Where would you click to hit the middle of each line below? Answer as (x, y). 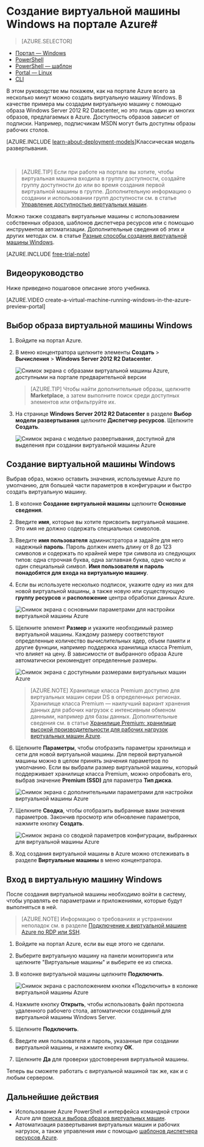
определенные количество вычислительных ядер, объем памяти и (103, 641)
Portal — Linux (33, 72)
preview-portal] (26, 306)
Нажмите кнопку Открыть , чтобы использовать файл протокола (99, 1005)
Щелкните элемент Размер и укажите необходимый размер (94, 628)
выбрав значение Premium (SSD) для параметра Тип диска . (94, 780)
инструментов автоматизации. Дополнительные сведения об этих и (95, 229)
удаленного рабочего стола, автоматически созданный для (93, 1011)
